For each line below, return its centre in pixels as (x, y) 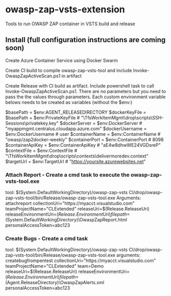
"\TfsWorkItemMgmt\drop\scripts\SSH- (122, 117)
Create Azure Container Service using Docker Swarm (62, 60)
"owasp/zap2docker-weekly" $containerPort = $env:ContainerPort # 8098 (84, 140)
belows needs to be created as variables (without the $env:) (69, 102)
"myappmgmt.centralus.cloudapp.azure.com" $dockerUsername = (76, 128)
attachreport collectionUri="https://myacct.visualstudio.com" (70, 203)
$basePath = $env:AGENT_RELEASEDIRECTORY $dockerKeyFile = (76, 112)
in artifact (72, 76)
